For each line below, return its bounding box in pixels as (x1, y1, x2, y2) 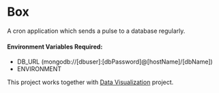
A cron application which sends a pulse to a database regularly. (7, 27, 186, 35)
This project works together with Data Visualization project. (7, 78, 174, 86)
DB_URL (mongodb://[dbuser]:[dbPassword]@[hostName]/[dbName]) (16, 57, 213, 66)
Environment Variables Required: (7, 42, 103, 51)
